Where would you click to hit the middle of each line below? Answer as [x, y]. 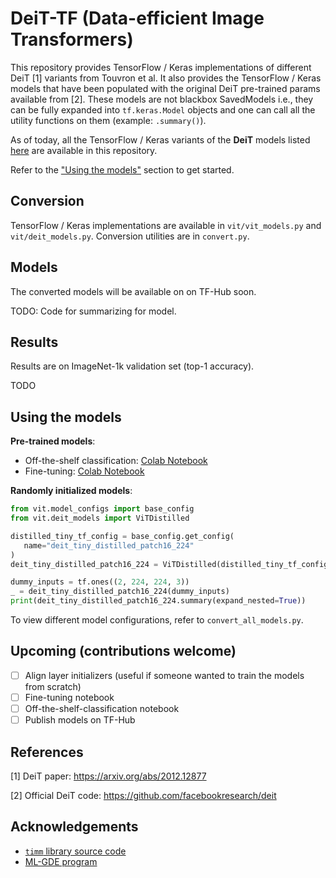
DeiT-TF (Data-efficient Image [137, 18]
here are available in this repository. [84, 150]
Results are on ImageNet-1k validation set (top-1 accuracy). [132, 366]
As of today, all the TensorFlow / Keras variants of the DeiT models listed [160, 139]
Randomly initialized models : [71, 491]
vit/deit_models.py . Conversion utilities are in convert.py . [130, 236]
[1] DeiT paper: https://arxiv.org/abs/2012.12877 [108, 776]
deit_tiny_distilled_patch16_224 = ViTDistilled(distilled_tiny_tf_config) [171, 564]
